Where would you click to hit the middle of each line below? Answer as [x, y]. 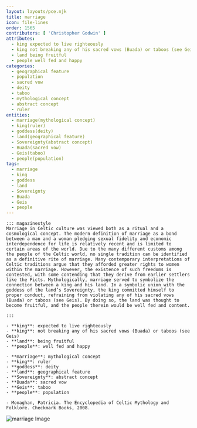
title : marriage [26, 17]
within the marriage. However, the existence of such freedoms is [89, 270]
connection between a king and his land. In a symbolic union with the [95, 285]
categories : [21, 66]
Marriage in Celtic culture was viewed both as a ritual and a [85, 229]
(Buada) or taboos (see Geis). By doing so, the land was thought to [93, 300]
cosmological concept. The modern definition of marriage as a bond [91, 234]
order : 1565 [21, 28]
